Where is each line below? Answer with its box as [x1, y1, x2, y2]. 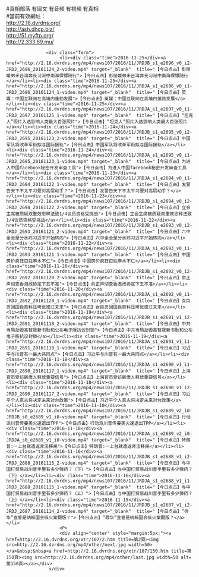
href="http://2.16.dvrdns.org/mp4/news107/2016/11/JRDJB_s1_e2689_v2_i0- [6, 408, 193, 414]
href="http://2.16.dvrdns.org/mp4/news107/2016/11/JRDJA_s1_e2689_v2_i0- [6, 431, 193, 437]
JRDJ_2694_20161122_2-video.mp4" [6, 204, 89, 210]
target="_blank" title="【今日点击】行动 [91, 414, 191, 420]
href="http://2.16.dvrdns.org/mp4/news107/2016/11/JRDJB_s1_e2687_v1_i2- [6, 502, 193, 508]
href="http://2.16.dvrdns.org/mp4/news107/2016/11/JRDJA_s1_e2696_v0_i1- [6, 83, 193, 89]
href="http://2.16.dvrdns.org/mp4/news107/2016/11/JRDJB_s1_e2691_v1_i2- [6, 314, 193, 320]
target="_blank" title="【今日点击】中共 [91, 321, 191, 327]
